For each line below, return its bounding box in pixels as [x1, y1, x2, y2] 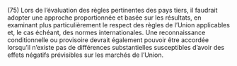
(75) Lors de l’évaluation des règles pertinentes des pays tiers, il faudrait [7, 6, 218, 14]
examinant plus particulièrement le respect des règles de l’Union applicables [7, 21, 230, 29]
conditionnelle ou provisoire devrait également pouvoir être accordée [7, 36, 209, 44]
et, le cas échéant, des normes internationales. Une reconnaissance [7, 28, 206, 37]
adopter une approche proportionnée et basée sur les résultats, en [7, 13, 202, 22]
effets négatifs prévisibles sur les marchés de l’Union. [7, 51, 164, 59]
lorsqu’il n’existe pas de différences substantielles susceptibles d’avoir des [7, 44, 225, 51]
